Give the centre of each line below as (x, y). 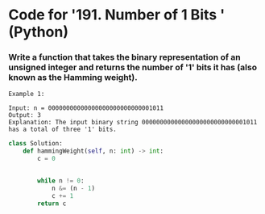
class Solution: (35, 144)
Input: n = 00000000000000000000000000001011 (86, 108)
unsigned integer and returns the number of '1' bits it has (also (133, 68)
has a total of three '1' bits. (62, 130)
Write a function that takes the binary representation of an (124, 57)
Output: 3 (25, 115)
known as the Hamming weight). (73, 78)
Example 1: (27, 94)
